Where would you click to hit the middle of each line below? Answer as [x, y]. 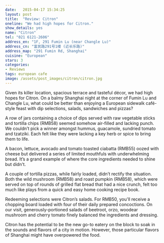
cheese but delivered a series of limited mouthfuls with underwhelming [77, 154]
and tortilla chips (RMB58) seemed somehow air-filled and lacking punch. [80, 123]
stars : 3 [14, 60]
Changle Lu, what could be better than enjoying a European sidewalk [75, 103]
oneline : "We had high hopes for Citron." [49, 23]
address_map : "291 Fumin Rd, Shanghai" [46, 51]
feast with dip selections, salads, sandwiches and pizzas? [75, 108]
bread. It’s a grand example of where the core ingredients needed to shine [80, 159]
